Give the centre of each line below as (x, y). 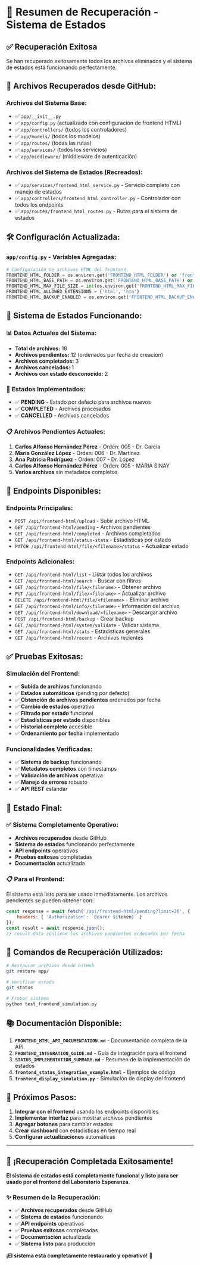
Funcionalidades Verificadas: (49, 749)
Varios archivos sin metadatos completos (66, 472)
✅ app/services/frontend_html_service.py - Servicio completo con (97, 185)
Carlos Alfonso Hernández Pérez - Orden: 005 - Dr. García (87, 447)
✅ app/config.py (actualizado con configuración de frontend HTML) (98, 123)
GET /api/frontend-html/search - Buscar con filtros (78, 581)
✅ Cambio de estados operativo (54, 706)
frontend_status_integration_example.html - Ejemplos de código (95, 1072)
